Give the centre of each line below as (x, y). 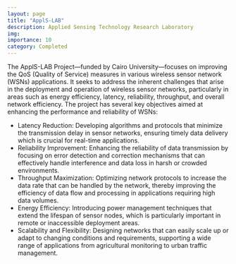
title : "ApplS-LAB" (36, 20)
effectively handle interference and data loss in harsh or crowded (112, 163)
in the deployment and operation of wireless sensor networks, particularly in (118, 89)
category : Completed (38, 47)
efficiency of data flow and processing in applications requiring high (116, 193)
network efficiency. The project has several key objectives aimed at (105, 104)
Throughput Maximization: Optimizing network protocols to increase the (122, 178)
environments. (38, 170)
